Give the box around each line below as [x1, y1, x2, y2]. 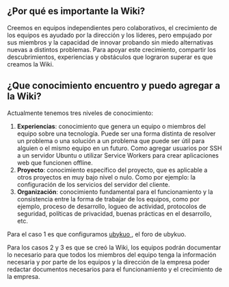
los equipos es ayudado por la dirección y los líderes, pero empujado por [7, 31, 213, 39]
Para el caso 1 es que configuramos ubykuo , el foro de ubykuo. [7, 229, 187, 238]
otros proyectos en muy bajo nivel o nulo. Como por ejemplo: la [16, 173, 196, 181]
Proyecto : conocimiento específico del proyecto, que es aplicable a [16, 166, 208, 174]
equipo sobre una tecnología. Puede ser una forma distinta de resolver [16, 129, 216, 138]
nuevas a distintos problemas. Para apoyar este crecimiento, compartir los [7, 45, 217, 53]
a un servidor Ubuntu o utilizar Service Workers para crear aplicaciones [16, 151, 219, 160]
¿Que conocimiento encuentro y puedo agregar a [7, 80, 221, 92]
